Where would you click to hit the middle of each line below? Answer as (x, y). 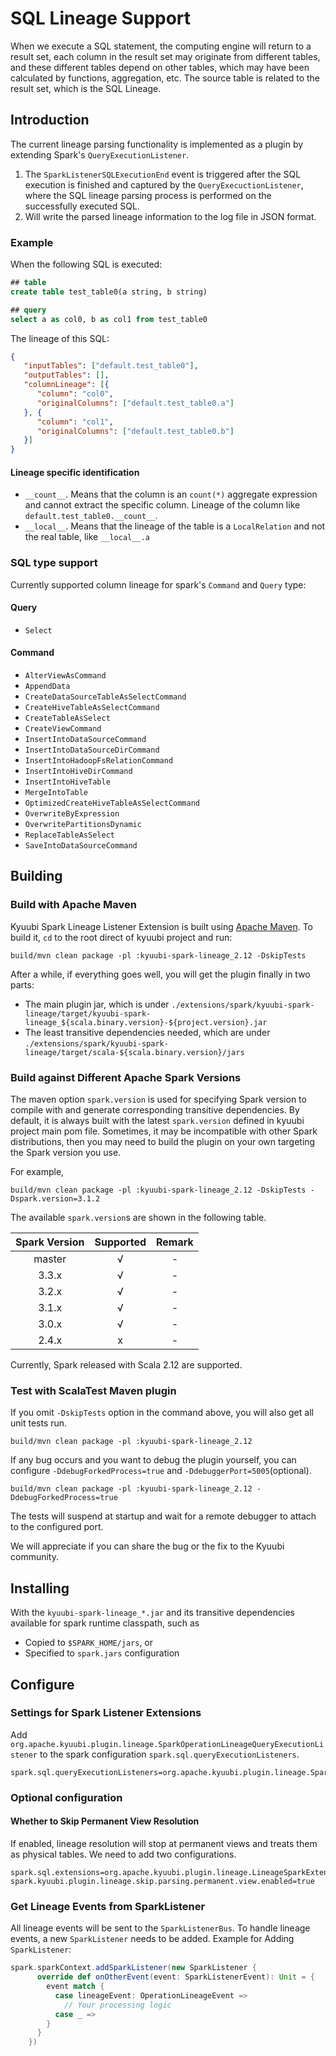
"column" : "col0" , (75, 394)
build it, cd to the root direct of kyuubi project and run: (121, 937)
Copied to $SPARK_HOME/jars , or (89, 1643)
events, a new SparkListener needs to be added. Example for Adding (152, 1939)
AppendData (47, 687)
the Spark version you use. (66, 1153)
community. (34, 1557)
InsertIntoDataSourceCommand (85, 740)
